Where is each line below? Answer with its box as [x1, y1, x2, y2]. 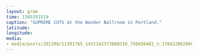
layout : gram [6, 8, 38, 15]
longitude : [6, 30, 33, 36]
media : [6, 36, 22, 41]
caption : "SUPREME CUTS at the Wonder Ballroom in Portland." [6, 19, 162, 25]
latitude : [6, 24, 31, 31]
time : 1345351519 [6, 14, 49, 20]
